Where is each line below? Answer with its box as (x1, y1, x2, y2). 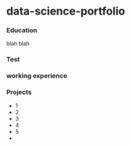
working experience (6, 71, 67, 80)
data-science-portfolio (6, 4, 125, 18)
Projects (6, 88, 32, 97)
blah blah (6, 40, 30, 47)
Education (6, 26, 38, 35)
